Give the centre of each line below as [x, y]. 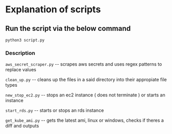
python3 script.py [25, 40]
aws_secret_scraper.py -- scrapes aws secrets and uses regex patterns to [84, 64]
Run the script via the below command [68, 28]
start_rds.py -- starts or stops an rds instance [55, 110]
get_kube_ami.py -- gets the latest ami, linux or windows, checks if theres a [85, 120]
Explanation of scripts [53, 9]
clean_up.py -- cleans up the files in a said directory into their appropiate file [86, 80]
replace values [21, 70]
